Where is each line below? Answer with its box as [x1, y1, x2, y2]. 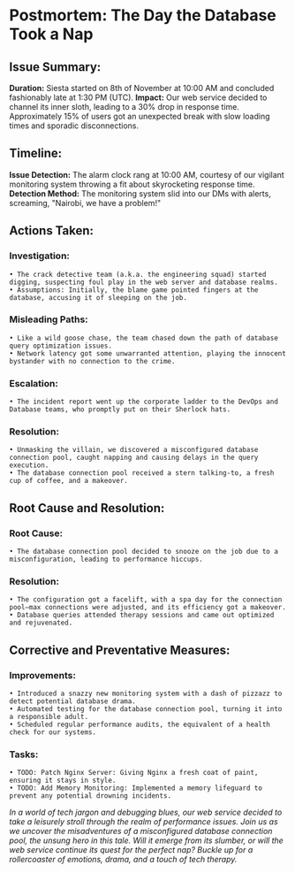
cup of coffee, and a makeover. [9, 477, 128, 486]
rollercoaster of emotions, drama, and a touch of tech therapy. [9, 854, 238, 865]
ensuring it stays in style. [9, 776, 117, 785]
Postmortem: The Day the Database [9, 5, 276, 26]
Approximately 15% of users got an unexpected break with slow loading [9, 111, 270, 121]
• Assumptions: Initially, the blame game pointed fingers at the [9, 285, 259, 295]
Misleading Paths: [9, 313, 88, 325]
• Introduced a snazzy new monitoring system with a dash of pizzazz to [9, 689, 283, 699]
